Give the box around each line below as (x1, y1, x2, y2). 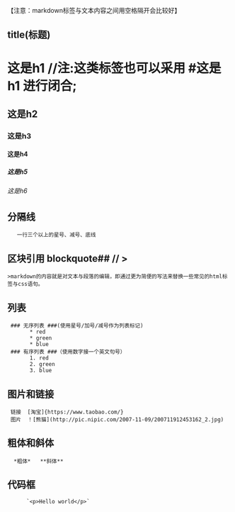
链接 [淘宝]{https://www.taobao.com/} (10, 408, 124, 416)
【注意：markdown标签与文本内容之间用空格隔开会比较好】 (7, 6, 181, 14)
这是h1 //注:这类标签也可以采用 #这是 (7, 60, 222, 76)
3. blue (29, 367, 52, 374)
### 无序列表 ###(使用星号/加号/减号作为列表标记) (10, 322, 144, 330)
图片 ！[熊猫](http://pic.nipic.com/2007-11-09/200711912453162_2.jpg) (10, 416, 224, 423)
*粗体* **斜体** (13, 457, 64, 464)
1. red (29, 355, 50, 362)
